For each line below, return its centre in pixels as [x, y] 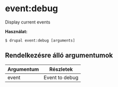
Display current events [28, 22]
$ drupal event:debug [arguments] [40, 40]
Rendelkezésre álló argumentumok [59, 55]
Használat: [16, 31]
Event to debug [61, 77]
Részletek [61, 69]
